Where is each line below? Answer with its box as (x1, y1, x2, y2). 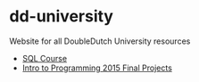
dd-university (9, 6, 114, 27)
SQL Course (21, 53, 68, 63)
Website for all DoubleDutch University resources (9, 36, 191, 46)
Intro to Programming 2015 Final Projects (21, 62, 172, 73)
